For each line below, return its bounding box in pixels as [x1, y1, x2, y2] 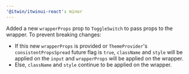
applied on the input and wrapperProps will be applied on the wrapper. [14, 55, 184, 62]
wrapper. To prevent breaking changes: [6, 31, 102, 38]
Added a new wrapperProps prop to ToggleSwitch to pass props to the [6, 25, 173, 32]
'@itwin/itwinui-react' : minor [6, 8, 83, 15]
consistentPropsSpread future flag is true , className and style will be [14, 48, 183, 56]
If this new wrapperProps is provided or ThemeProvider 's [14, 42, 148, 49]
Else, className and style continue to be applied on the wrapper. [14, 61, 172, 68]
